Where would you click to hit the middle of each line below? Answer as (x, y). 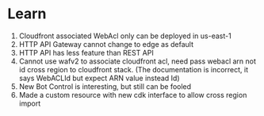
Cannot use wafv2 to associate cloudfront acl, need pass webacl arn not (138, 61)
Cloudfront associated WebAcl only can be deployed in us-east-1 (125, 36)
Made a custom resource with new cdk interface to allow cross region (133, 95)
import (30, 103)
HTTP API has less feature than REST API (86, 52)
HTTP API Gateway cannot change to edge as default (106, 44)
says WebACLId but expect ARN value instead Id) (99, 78)
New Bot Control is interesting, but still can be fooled (105, 86)
